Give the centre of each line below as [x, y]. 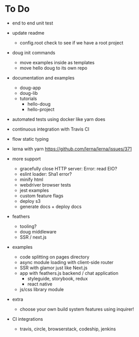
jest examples [34, 190]
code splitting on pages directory [54, 257]
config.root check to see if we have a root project [71, 43]
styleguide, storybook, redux [58, 278]
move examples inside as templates [57, 62]
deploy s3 [30, 201]
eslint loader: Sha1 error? [46, 174]
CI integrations [27, 319]
